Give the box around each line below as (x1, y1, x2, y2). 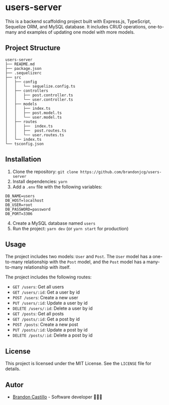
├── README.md (5, 61, 35, 67)
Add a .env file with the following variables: (12, 184, 102, 190)
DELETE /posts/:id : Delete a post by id (12, 332, 93, 338)
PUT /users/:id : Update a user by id (12, 300, 88, 306)
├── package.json (5, 66, 42, 71)
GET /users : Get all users (12, 284, 64, 290)
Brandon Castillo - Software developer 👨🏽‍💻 (12, 394, 102, 400)
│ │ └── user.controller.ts (5, 97, 73, 102)
